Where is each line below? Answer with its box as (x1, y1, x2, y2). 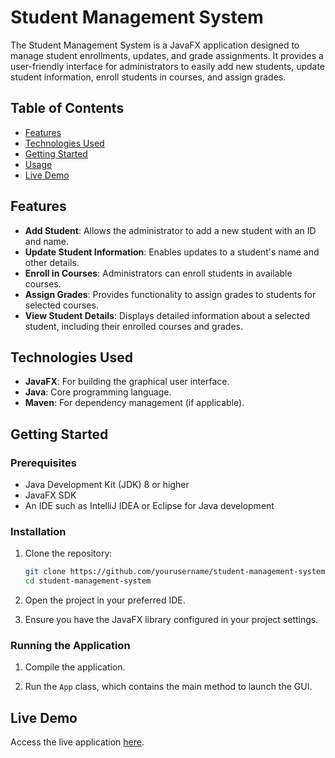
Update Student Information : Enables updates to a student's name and (24, 246, 320, 258)
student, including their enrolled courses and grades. (24, 320, 243, 332)
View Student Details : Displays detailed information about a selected (24, 309, 311, 321)
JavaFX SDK (24, 489, 77, 501)
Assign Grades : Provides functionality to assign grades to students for (24, 288, 317, 300)
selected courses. (24, 299, 99, 311)
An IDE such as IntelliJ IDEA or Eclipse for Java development (24, 500, 275, 512)
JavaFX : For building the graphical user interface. (24, 376, 230, 388)
